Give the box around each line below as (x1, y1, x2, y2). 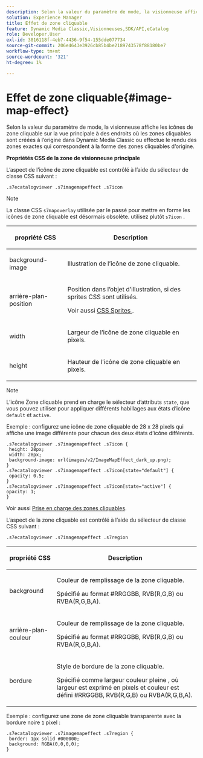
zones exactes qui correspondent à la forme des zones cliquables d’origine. (6, 143, 195, 150)
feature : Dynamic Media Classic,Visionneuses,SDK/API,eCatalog (6, 25, 169, 32)
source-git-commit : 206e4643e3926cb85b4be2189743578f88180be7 (6, 43, 166, 49)
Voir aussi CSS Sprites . (67, 306, 134, 315)
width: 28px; (8, 452, 42, 458)
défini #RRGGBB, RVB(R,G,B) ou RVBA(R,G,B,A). (56, 691, 193, 699)
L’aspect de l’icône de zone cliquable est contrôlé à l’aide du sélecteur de (6, 166, 189, 173)
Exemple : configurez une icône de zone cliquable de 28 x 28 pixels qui (6, 423, 184, 430)
